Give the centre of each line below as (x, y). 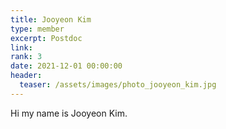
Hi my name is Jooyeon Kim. (69, 113)
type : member (37, 29)
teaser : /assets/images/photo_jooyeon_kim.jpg (118, 85)
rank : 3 (26, 57)
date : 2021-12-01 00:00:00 (66, 66)
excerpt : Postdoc (46, 38)
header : (26, 76)
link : (21, 47)
